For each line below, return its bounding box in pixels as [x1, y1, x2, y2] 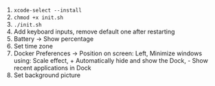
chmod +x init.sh [13, 14, 64, 21]
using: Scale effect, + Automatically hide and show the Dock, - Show [13, 57, 208, 64]
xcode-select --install [13, 7, 82, 14]
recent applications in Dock [13, 64, 91, 72]
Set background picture [13, 71, 81, 79]
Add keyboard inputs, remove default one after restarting [13, 27, 175, 35]
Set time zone [13, 42, 54, 50]
